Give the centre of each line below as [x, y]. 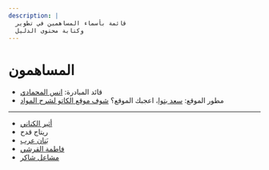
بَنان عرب [34, 140]
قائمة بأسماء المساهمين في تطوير [71, 23]
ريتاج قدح [34, 132]
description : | [34, 16]
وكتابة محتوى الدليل [50, 30]
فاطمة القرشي [42, 149]
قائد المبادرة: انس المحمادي [61, 92]
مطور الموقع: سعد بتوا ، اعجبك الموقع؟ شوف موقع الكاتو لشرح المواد [122, 101]
